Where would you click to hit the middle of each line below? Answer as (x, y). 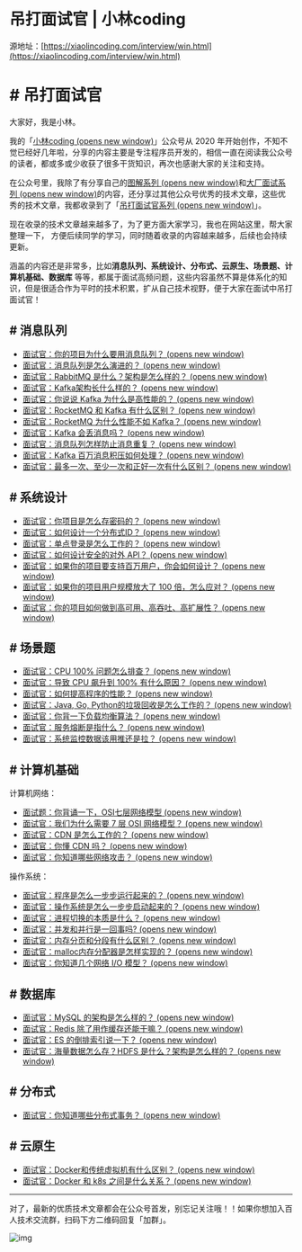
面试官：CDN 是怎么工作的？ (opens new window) (115, 835)
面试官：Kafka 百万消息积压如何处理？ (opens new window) (133, 455)
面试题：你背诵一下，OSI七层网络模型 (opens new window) (132, 812)
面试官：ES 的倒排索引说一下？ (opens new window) (120, 1040)
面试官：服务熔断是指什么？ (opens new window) (113, 728)
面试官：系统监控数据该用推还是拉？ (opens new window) (129, 738)
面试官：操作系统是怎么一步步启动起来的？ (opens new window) (141, 907)
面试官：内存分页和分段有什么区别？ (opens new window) (129, 941)
